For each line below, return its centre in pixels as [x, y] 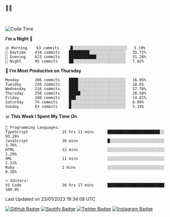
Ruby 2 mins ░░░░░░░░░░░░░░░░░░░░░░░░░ [85, 168]
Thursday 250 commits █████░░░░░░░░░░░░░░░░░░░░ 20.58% [76, 93]
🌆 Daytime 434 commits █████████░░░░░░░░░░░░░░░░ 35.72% [76, 53]
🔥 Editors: [17, 181]
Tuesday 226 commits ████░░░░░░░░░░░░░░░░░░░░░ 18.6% [75, 85]
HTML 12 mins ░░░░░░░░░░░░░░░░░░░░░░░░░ [85, 150]
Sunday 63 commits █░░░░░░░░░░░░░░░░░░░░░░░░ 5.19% [75, 107]
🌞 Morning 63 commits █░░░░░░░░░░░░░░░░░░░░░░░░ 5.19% [75, 48]
